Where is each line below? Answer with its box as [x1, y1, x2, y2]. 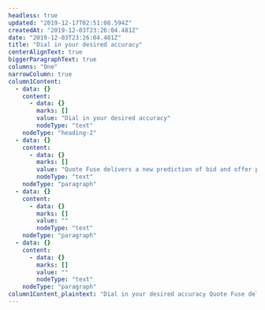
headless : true [8, 11, 58, 20]
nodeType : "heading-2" [22, 129, 97, 136]
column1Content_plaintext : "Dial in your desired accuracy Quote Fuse [8, 290, 245, 298]
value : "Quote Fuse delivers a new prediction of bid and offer [36, 166, 252, 174]
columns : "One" [8, 63, 58, 71]
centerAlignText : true [8, 48, 83, 56]
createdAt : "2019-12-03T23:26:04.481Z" [8, 26, 140, 34]
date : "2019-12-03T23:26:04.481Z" [8, 33, 122, 42]
